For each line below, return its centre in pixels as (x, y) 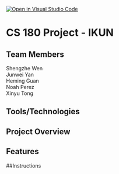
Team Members (35, 54)
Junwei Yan (20, 74)
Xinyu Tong (20, 93)
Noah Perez (20, 87)
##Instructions (24, 166)
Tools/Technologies (43, 112)
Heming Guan (22, 81)
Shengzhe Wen (24, 68)
